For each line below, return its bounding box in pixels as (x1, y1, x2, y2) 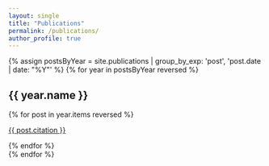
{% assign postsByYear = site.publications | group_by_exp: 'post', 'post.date (8, 56, 261, 66)
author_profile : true (8, 34, 82, 43)
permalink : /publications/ (8, 27, 99, 35)
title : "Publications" (8, 19, 85, 27)
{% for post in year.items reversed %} (8, 110, 135, 119)
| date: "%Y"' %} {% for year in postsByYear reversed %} (8, 65, 200, 75)
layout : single (8, 11, 60, 20)
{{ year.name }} (8, 88, 89, 102)
